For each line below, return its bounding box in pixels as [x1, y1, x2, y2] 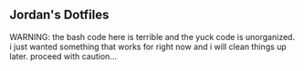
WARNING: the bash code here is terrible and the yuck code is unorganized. [9, 31, 295, 42]
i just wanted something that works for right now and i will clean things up [9, 41, 288, 52]
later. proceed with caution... [9, 50, 117, 62]
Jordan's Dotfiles [9, 7, 110, 23]
